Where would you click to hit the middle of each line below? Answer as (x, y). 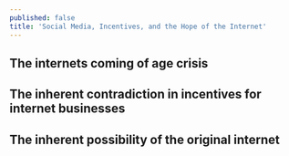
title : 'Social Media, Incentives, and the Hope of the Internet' (138, 26)
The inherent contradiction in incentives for (135, 94)
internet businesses (67, 109)
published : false (42, 18)
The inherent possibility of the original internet (144, 139)
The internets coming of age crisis (109, 63)
